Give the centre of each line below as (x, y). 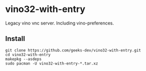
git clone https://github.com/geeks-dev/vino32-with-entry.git (73, 50)
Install (15, 39)
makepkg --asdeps (23, 59)
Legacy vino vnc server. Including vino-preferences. (60, 23)
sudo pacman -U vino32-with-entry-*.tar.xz (52, 63)
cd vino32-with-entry (28, 54)
